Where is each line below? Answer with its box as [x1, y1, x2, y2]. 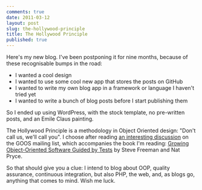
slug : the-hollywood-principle [6, 25, 85, 32]
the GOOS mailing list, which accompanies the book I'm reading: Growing [6, 140, 189, 147]
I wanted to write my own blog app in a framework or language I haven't [15, 84, 195, 91]
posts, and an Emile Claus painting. [6, 115, 94, 122]
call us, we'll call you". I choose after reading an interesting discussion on [6, 133, 189, 141]
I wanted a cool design [15, 72, 72, 78]
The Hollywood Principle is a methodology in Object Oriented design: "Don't [6, 127, 196, 134]
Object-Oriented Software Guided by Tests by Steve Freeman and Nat [6, 146, 180, 153]
